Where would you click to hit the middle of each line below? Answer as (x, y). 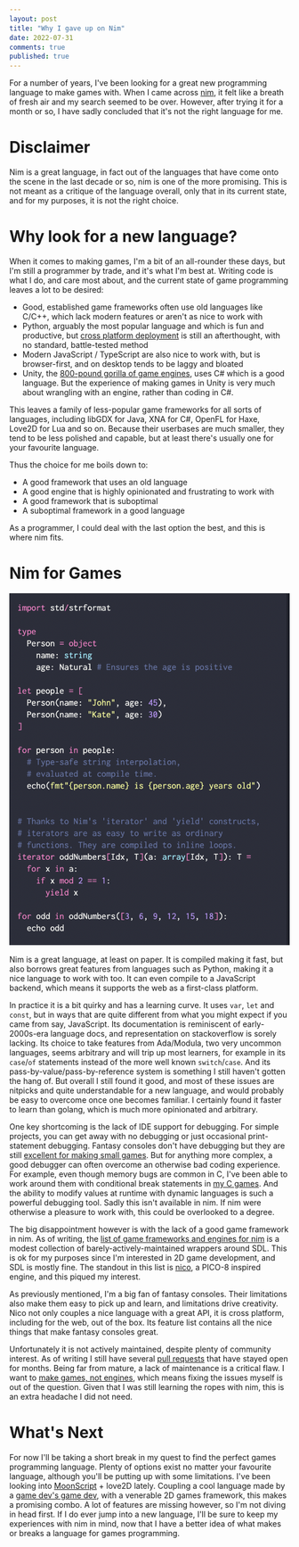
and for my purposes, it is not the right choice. (94, 201)
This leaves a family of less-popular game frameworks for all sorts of (136, 409)
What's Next (57, 1433)
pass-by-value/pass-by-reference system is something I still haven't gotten (148, 1071)
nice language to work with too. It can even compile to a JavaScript (133, 978)
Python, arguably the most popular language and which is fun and (143, 326)
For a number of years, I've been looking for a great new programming (138, 83)
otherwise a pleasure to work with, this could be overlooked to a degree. (142, 1212)
